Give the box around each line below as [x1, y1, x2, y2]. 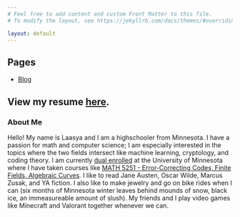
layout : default [7, 30, 56, 37]
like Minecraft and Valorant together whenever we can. [7, 201, 169, 210]
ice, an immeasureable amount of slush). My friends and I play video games [7, 194, 231, 202]
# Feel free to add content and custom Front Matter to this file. [7, 10, 213, 18]
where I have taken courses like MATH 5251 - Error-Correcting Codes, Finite [7, 163, 231, 171]
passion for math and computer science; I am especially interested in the [7, 140, 221, 149]
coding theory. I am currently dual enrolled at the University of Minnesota [7, 156, 223, 164]
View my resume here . [7, 95, 110, 107]
